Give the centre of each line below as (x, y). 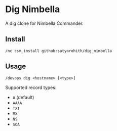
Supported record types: (31, 88)
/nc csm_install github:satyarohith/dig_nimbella (59, 51)
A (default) (23, 97)
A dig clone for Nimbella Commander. (44, 23)
